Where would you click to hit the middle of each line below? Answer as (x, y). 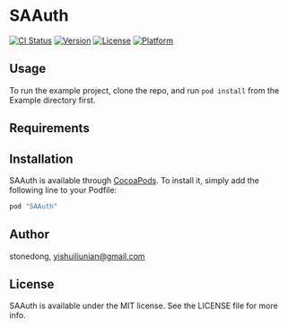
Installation (41, 159)
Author (29, 235)
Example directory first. (52, 100)
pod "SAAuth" (34, 206)
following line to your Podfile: (63, 190)
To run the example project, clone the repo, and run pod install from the (144, 90)
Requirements (49, 128)
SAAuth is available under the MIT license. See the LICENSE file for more (144, 306)
